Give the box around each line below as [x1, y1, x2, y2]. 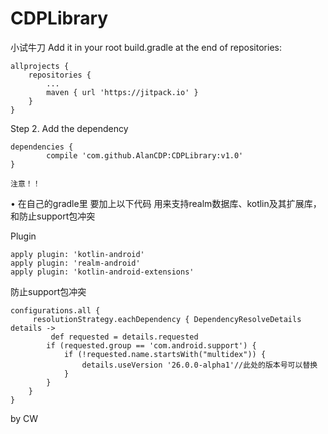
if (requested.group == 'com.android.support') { [46, 340, 257, 351]
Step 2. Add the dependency [10, 122, 129, 134]
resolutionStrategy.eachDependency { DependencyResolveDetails [32, 314, 302, 324]
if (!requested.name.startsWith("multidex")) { [63, 349, 267, 359]
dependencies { [10, 142, 74, 152]
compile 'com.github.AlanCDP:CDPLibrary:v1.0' [46, 150, 244, 161]
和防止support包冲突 [10, 210, 96, 222]
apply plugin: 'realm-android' [10, 258, 141, 268]
